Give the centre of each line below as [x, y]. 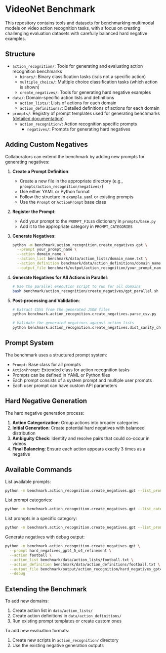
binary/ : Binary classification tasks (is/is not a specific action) [83, 76]
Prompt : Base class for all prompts [46, 364]
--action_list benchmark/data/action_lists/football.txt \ [72, 560]
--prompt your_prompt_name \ [47, 250]
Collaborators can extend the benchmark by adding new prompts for [75, 156]
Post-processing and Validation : [46, 301]
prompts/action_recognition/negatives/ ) [62, 186]
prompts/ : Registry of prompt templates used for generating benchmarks [86, 113]
